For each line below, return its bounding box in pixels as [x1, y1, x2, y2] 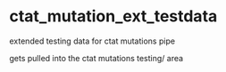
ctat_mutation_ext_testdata [9, 6, 218, 27]
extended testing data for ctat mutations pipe [9, 36, 176, 46]
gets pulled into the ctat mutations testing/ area [9, 52, 184, 63]
